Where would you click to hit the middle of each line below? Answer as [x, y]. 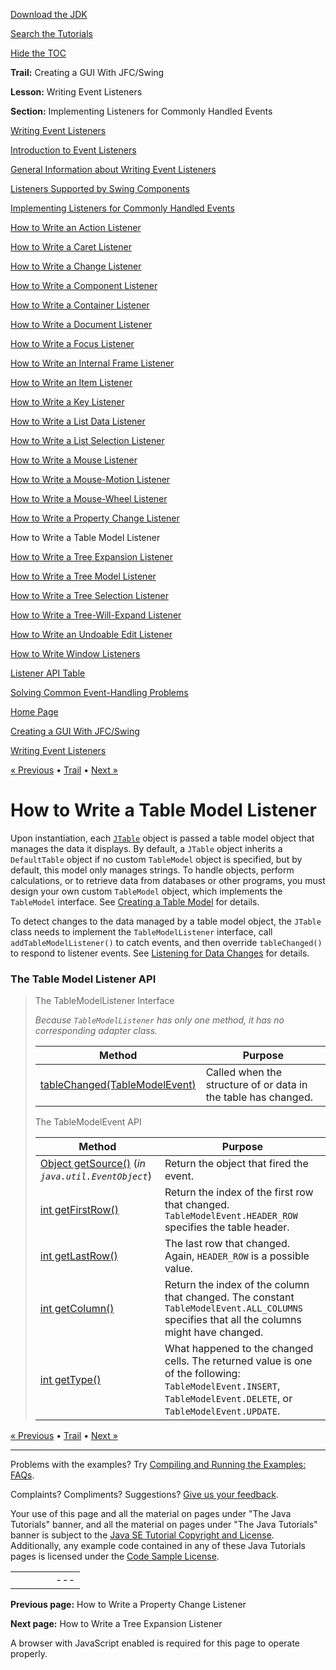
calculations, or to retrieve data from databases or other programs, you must [168, 880]
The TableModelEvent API [88, 1122]
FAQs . [22, 1475]
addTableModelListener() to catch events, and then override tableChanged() [166, 942]
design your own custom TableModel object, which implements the [146, 891]
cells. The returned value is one [238, 1361]
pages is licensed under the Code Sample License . [115, 1556]
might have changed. [214, 1332]
